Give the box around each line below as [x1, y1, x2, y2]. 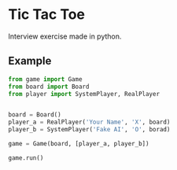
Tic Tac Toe [8, 6, 85, 24]
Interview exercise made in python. [8, 31, 122, 41]
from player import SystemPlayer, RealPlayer [8, 90, 160, 98]
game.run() [8, 153, 44, 162]
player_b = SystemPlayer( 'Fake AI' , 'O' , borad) [8, 126, 171, 134]
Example [8, 54, 52, 68]
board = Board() [8, 111, 61, 119]
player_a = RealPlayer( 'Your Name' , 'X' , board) [8, 118, 171, 127]
